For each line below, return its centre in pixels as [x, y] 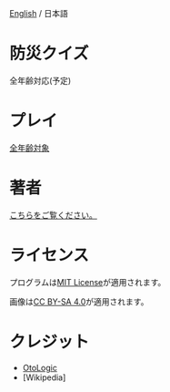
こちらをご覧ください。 [53, 215]
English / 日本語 [39, 13]
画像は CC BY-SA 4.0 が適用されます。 [79, 301]
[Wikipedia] [44, 377]
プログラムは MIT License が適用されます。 [88, 282]
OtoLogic [40, 367]
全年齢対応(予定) [40, 80]
